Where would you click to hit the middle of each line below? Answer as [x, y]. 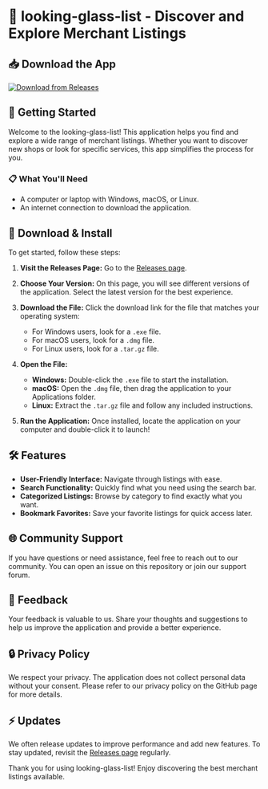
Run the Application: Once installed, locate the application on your [130, 421]
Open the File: [44, 364]
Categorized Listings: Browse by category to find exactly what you [131, 496]
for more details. [35, 694]
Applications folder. [64, 397]
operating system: [50, 315]
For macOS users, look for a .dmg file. [93, 340]
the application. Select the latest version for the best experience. [126, 291]
